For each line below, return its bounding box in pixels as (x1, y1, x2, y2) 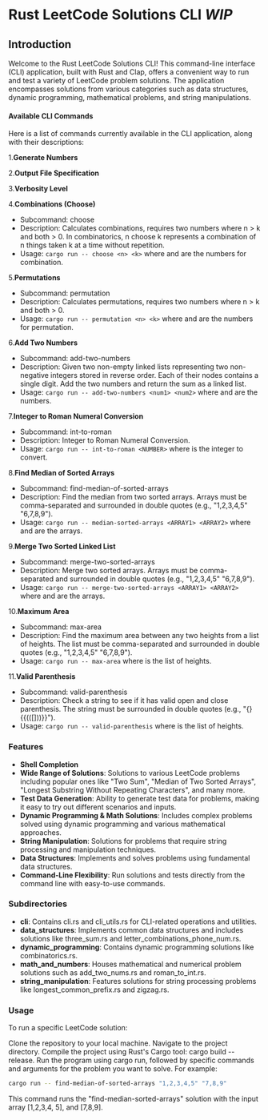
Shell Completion (19, 759, 78, 769)
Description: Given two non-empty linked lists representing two (19, 362, 229, 371)
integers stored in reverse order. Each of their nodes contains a (50, 371, 258, 380)
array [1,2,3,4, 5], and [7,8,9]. (8, 1102, 104, 1112)
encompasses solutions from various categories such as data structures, (8, 84, 249, 94)
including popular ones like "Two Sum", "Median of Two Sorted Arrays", (19, 777, 256, 786)
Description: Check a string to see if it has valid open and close (19, 696, 229, 705)
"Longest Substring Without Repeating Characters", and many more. (19, 785, 246, 794)
